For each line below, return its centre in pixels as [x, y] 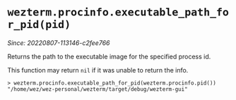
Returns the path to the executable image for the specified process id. [109, 56]
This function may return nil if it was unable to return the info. [98, 70]
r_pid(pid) [39, 25]
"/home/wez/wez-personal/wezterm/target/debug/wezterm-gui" [98, 89]
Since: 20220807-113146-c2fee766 [59, 43]
